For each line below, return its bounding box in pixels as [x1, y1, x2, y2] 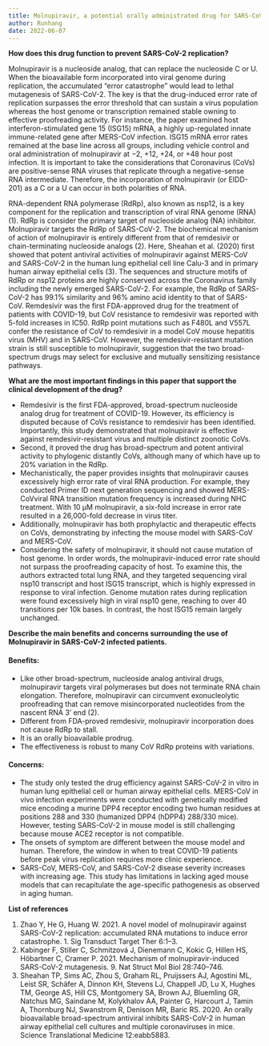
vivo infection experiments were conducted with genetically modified [19, 794, 248, 804]
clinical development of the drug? [8, 385, 122, 394]
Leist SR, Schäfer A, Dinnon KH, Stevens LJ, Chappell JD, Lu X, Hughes [19, 979, 256, 988]
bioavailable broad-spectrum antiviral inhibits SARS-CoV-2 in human [19, 1013, 246, 1023]
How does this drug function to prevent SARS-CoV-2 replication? [8, 49, 229, 59]
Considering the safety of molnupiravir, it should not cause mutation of [19, 545, 254, 555]
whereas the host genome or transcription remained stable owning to [8, 107, 237, 116]
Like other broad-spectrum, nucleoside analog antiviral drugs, [19, 673, 224, 683]
